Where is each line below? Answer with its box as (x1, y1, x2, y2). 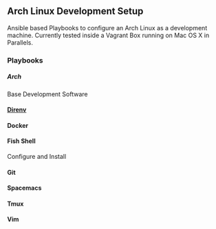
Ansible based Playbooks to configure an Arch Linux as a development (7, 23, 208, 32)
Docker (7, 121, 29, 129)
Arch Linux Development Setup (7, 6, 144, 17)
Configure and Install (7, 153, 67, 161)
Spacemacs (7, 184, 42, 192)
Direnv (7, 106, 27, 114)
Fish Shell (7, 137, 36, 145)
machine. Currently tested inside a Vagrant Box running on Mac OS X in (7, 31, 210, 39)
